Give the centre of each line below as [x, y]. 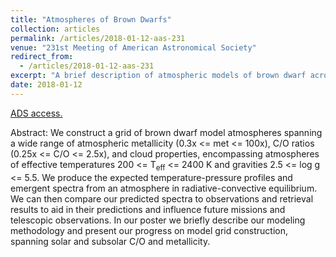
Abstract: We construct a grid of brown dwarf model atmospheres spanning [166, 132]
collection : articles [55, 29]
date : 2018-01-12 [46, 85]
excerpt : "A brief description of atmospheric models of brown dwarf [158, 76]
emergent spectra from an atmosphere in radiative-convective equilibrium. [164, 188]
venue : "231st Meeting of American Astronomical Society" [133, 47]
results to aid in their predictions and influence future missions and [148, 209]
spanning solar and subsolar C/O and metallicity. [110, 241]
